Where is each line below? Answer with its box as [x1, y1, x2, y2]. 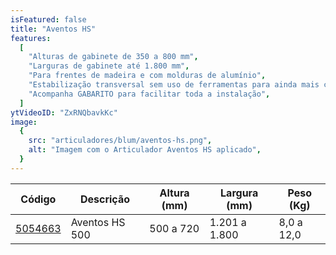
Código [20, 192, 57, 206]
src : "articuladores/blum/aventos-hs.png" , [28, 136, 213, 146]
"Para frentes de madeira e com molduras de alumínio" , [28, 71, 267, 81]
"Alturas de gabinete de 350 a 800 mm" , [28, 52, 199, 62]
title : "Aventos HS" [10, 24, 97, 34]
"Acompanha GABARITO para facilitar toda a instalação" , [28, 89, 271, 99]
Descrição [79, 192, 130, 206]
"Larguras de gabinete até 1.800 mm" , [28, 61, 190, 71]
